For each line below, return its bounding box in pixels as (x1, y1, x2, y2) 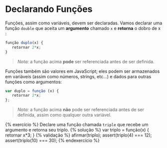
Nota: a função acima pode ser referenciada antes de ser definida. (17, 58, 155, 64)
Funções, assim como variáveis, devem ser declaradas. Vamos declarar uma (5, 20, 163, 26)
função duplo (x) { (5, 40, 43, 45)
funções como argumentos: (5, 79, 62, 85)
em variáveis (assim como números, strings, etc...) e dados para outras (5, 73, 152, 79)
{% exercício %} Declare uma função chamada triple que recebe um (5, 122, 149, 128)
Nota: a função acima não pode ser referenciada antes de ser (17, 107, 145, 113)
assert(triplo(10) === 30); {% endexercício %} (5, 138, 100, 144)
